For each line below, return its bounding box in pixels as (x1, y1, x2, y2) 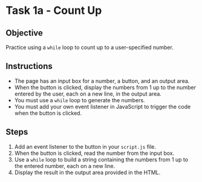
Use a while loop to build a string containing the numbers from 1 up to (14, 155, 189, 163)
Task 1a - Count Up (5, 4, 102, 18)
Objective (5, 28, 44, 38)
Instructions (5, 61, 53, 71)
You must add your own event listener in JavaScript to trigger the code (14, 103, 191, 110)
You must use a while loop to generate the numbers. (14, 96, 146, 103)
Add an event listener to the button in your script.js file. (14, 143, 157, 150)
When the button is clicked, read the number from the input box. (14, 149, 175, 157)
